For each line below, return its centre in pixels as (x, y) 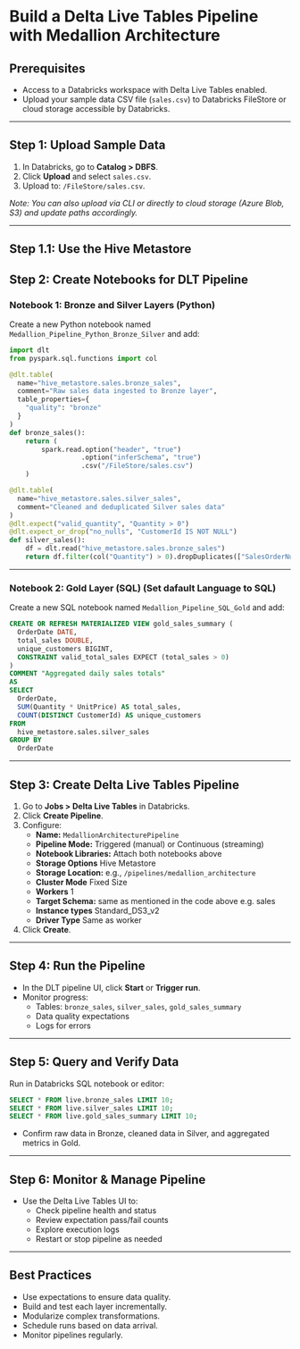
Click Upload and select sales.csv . (87, 176)
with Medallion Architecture (115, 35)
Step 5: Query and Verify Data (94, 1062)
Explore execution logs (78, 1229)
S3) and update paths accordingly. (74, 213)
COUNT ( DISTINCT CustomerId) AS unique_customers (109, 715)
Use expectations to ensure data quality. (96, 1296)
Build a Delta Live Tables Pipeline (134, 17)
